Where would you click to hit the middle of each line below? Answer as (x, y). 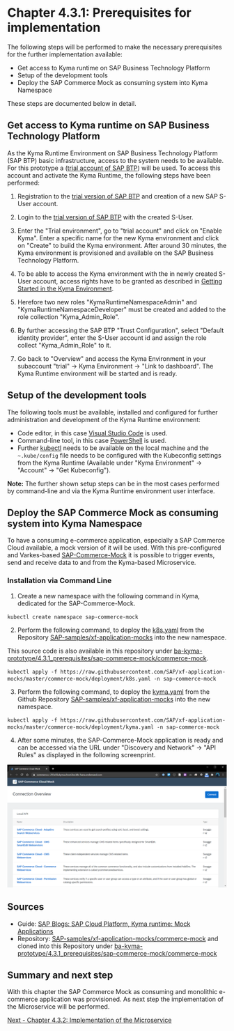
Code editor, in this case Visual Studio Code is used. (92, 433)
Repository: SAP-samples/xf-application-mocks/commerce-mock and (118, 938)
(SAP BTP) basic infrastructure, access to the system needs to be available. (116, 160)
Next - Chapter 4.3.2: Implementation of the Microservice (89, 1020)
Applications (35, 931)
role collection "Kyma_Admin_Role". (68, 317)
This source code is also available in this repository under (90, 651)
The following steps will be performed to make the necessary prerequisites (115, 47)
